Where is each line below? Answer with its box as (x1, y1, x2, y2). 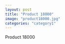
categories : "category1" (5, 21, 56, 26)
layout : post (5, 7, 32, 12)
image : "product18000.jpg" (5, 16, 61, 21)
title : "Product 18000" (5, 12, 54, 17)
